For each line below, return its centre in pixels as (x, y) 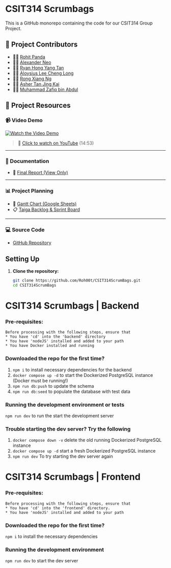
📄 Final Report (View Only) (40, 172)
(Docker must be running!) (40, 381)
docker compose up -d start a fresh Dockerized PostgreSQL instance (84, 451)
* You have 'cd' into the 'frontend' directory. (58, 508)
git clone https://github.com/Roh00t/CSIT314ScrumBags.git (77, 281)
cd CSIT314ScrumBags (34, 286)
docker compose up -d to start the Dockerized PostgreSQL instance (83, 375)
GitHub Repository (32, 243)
